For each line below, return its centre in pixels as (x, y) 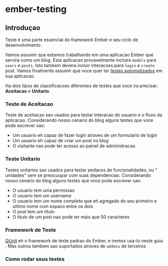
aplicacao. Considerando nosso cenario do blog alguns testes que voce (79, 120)
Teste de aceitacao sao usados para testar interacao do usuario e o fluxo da (84, 115)
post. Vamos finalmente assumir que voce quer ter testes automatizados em (84, 71)
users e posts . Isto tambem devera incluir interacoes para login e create (80, 65)
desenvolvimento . (24, 45)
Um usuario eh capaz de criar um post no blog (60, 141)
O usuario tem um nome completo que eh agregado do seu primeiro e (85, 201)
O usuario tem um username (42, 195)
